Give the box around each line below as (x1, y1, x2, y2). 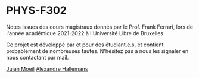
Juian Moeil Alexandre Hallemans (6, 65, 88, 72)
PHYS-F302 (6, 4, 67, 17)
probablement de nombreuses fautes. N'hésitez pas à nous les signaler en (6, 47, 189, 54)
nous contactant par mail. (6, 54, 69, 61)
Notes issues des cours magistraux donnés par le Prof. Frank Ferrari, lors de (6, 23, 194, 30)
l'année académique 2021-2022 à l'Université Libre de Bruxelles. (6, 29, 165, 36)
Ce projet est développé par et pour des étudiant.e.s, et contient (6, 41, 164, 48)
